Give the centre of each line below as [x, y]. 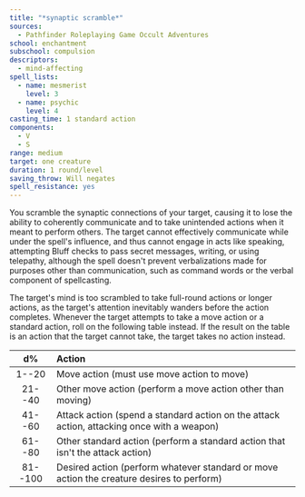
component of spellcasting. [60, 280]
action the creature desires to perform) [139, 479]
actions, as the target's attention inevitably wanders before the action [139, 308]
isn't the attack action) [104, 452]
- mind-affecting [50, 69]
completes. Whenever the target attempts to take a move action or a [137, 317]
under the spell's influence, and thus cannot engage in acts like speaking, [147, 242]
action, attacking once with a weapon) [138, 426]
